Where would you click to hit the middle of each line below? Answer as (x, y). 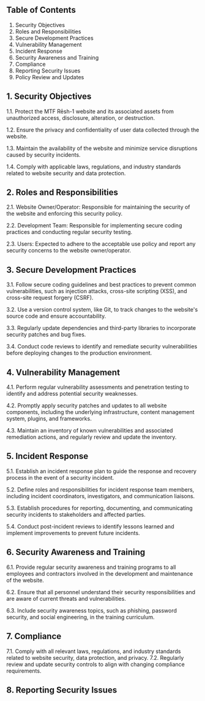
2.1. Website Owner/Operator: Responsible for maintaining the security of (99, 207)
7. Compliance (34, 636)
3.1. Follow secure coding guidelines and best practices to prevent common (101, 284)
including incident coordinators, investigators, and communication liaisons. (101, 496)
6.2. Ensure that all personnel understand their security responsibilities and (101, 592)
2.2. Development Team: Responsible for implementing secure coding (94, 225)
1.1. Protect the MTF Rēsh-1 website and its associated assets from (90, 111)
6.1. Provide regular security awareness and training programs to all (91, 567)
